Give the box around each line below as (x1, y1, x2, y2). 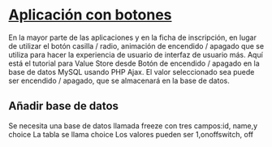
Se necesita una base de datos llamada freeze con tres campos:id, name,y (8, 120, 258, 131)
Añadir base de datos (8, 99, 119, 113)
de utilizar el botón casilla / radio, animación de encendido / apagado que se (8, 41, 265, 50)
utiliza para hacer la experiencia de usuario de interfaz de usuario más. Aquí (8, 50, 264, 59)
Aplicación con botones (8, 6, 172, 24)
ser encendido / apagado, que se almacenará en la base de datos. (8, 76, 230, 85)
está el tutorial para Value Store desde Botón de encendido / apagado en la (8, 58, 260, 68)
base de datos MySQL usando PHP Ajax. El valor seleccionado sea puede (8, 67, 255, 76)
